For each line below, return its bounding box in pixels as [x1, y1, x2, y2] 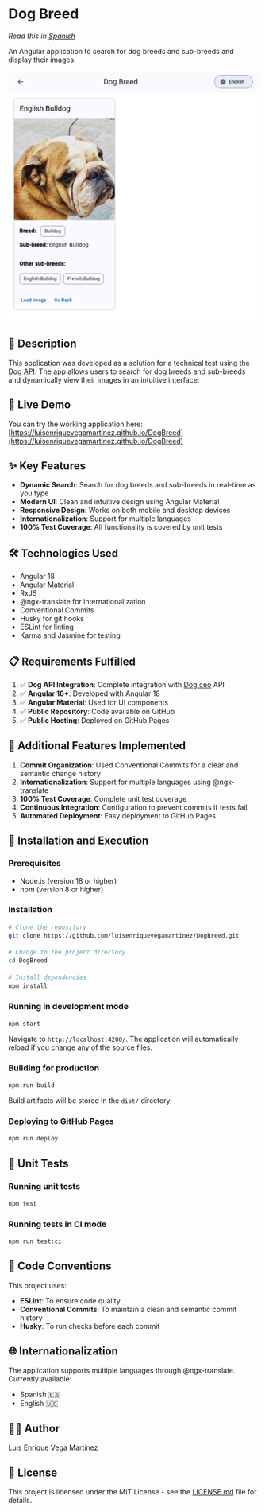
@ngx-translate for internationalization [19, 597, 146, 607]
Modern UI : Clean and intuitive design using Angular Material [19, 497, 220, 507]
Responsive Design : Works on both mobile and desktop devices [19, 506, 231, 515]
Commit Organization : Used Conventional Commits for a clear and [19, 760, 239, 770]
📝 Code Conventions [8, 1260, 112, 1273]
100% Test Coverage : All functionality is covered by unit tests [19, 522, 223, 532]
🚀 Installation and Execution [8, 834, 149, 848]
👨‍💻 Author [8, 1422, 60, 1435]
